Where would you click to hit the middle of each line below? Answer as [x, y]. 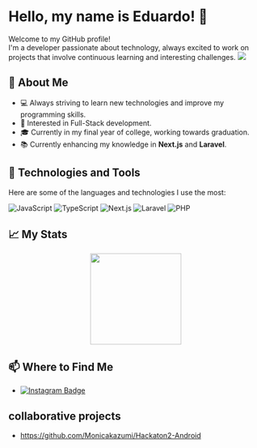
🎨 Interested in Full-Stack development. [86, 123]
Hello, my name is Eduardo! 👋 [108, 17]
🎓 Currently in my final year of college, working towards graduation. [135, 132]
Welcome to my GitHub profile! [59, 39]
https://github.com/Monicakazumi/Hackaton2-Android [111, 435]
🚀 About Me [38, 83]
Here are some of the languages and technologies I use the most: [117, 192]
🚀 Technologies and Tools [74, 173]
